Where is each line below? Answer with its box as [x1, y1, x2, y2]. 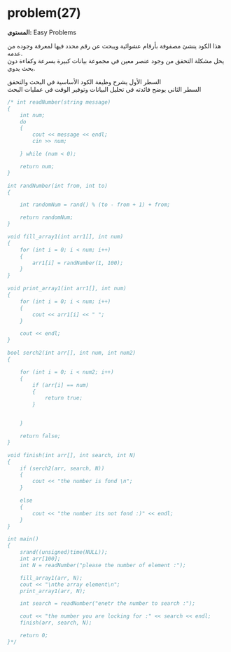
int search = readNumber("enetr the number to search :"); [20, 600, 196, 607]
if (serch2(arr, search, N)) [20, 465, 105, 472]
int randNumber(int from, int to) [7, 182, 108, 189]
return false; [20, 433, 61, 440]
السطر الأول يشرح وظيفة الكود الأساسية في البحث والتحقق [7, 77, 162, 86]
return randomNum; [20, 214, 73, 222]
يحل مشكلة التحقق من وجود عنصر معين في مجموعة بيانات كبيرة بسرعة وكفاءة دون [7, 56, 225, 64]
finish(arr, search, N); [20, 619, 92, 627]
